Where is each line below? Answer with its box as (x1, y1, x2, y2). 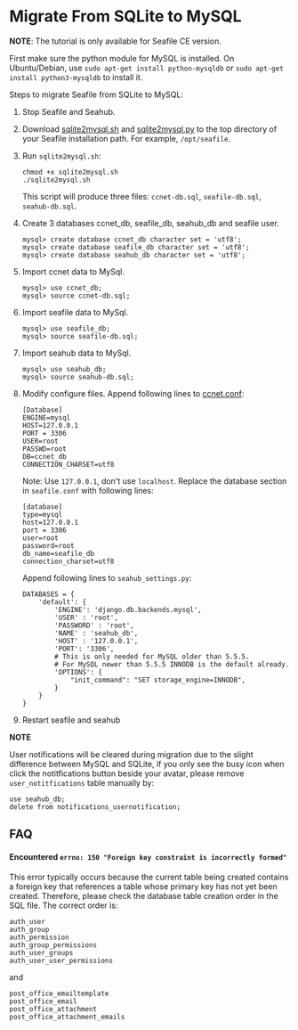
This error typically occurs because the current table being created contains (9, 871, 289, 882)
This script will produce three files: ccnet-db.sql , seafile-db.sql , (21, 191, 262, 201)
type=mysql (21, 510, 63, 519)
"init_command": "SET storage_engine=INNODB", (69, 675, 246, 684)
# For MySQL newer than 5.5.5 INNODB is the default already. (54, 659, 290, 669)
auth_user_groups (9, 948, 74, 957)
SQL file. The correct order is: (9, 900, 118, 911)
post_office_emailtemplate (9, 989, 109, 998)
